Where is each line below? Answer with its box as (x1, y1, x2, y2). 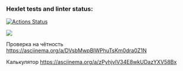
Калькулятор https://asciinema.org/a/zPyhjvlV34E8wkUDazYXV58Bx (6, 59, 177, 66)
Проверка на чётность (6, 41, 64, 48)
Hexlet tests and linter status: (6, 5, 93, 13)
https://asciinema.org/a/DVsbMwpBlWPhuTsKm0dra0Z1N (6, 47, 147, 54)
